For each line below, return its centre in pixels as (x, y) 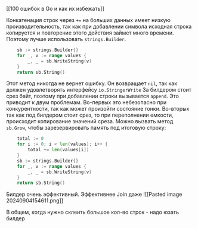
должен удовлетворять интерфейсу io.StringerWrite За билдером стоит (99, 90)
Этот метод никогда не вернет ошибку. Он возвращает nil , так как (92, 83)
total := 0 (30, 139)
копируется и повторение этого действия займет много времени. (90, 33)
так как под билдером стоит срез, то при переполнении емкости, (90, 115)
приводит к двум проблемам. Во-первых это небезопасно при (86, 102)
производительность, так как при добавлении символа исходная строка (99, 26)
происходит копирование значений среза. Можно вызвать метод (90, 121)
